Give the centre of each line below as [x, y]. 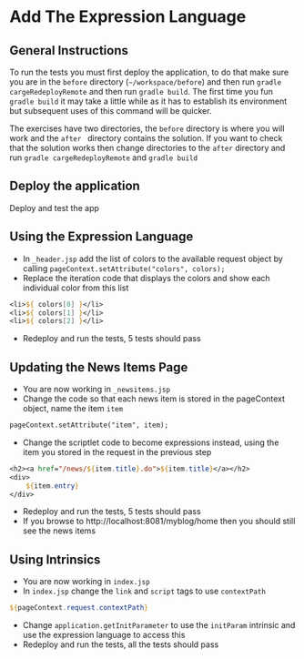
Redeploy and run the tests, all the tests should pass [121, 644]
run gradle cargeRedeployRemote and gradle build [104, 157]
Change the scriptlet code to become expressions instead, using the [151, 442]
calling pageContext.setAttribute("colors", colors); [124, 268]
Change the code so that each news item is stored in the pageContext [153, 399]
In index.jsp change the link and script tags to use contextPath [144, 591]
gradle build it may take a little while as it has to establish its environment [148, 101]
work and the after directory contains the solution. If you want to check [146, 138]
